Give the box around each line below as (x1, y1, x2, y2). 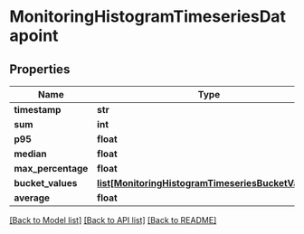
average (14, 192, 51, 204)
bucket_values (14, 177, 78, 189)
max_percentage (14, 163, 89, 174)
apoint (9, 25, 59, 46)
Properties (9, 61, 71, 77)
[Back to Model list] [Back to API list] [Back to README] (9, 215, 217, 225)
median (14, 147, 47, 160)
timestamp (14, 104, 62, 116)
